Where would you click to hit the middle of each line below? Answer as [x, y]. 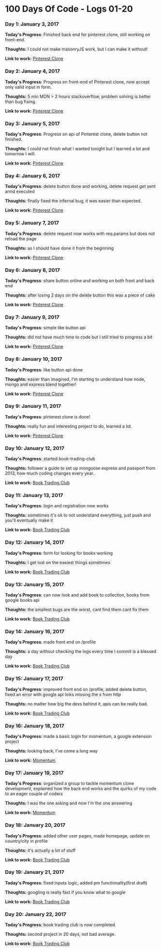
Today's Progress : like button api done [44, 369]
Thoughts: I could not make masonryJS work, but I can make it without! [76, 49]
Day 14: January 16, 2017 [35, 631]
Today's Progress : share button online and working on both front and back [80, 281]
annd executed [20, 192]
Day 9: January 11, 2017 [33, 406]
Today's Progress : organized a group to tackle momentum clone [70, 784]
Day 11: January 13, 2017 [34, 495]
